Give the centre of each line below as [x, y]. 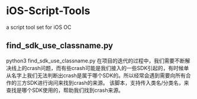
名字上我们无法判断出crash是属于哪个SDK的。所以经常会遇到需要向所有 [98, 75]
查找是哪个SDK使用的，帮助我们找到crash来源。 [65, 90]
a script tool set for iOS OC [39, 27]
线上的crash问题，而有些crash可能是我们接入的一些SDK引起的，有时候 [98, 68]
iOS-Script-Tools [48, 11]
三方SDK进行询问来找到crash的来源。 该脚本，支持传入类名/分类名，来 [103, 82]
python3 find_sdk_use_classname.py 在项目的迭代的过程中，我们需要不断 [96, 61]
